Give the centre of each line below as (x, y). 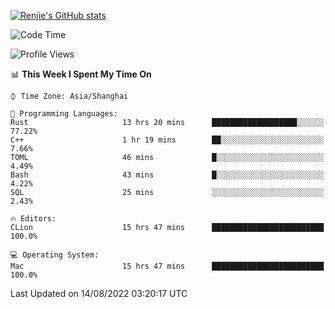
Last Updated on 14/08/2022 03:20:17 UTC (99, 293)
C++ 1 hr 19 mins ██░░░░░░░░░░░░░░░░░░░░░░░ (167, 140)
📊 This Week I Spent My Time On (81, 74)
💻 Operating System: (55, 255)
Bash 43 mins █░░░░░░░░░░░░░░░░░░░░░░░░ (167, 175)
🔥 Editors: (33, 219)
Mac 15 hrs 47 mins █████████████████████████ (167, 266)
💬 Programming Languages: (64, 114)
